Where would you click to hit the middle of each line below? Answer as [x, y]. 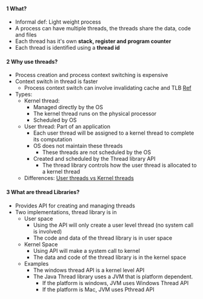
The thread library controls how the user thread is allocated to [119, 165]
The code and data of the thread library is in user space [103, 238]
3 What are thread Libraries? [43, 192]
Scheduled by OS [55, 120]
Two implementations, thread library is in [66, 212]
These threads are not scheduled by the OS [97, 152]
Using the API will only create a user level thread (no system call [113, 225]
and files [26, 35]
